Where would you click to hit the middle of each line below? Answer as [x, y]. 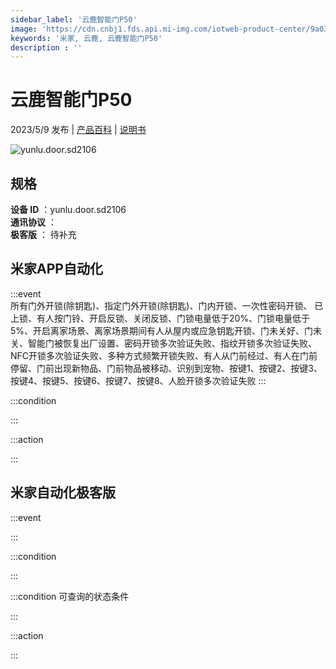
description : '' [46, 47]
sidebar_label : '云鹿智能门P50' [74, 19]
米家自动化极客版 [63, 492]
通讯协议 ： [33, 222]
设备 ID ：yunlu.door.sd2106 [68, 209]
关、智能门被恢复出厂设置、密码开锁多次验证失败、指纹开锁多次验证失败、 [163, 343]
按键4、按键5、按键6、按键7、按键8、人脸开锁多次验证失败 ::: [138, 380]
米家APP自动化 [56, 269]
